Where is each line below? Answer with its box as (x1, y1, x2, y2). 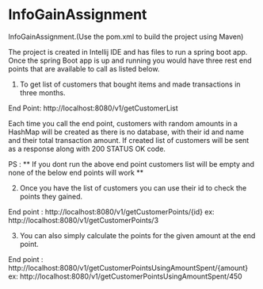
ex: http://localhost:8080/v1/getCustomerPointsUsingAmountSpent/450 (8, 272, 243, 281)
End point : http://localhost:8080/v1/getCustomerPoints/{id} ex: (8, 206, 215, 216)
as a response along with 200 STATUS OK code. (8, 144, 166, 153)
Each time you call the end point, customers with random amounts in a (8, 118, 238, 128)
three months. (19, 87, 66, 97)
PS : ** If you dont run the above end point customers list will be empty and (8, 159, 255, 168)
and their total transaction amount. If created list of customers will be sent (8, 135, 250, 144)
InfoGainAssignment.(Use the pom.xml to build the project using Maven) (8, 32, 244, 41)
